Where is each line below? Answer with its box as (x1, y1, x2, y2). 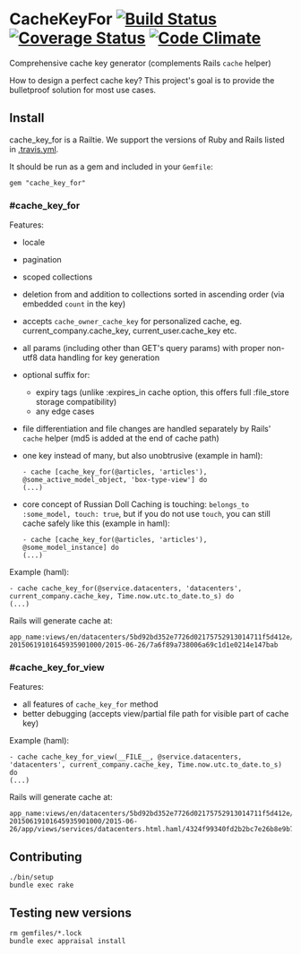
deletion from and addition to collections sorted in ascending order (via (21, 289, 285, 300)
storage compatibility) (35, 397, 117, 408)
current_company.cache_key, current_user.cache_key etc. (21, 325, 237, 336)
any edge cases (35, 406, 95, 417)
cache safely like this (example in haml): (21, 518, 170, 529)
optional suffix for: (21, 370, 90, 381)
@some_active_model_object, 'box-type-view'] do (21, 476, 208, 485)
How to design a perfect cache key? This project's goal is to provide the (9, 74, 275, 85)
